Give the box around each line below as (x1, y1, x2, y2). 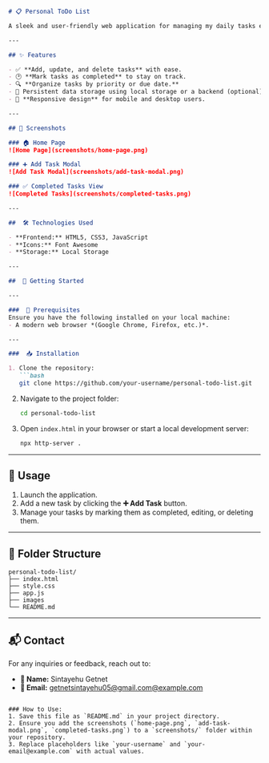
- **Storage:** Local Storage (8, 248, 110, 256)
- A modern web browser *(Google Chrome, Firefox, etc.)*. (8, 321, 210, 329)
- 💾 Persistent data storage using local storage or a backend (8, 88, 224, 96)
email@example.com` (8, 748, 74, 756)
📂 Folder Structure (8, 547, 102, 560)
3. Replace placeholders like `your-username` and (8, 741, 181, 749)
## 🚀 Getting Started (8, 277, 84, 285)
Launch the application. (19, 490, 98, 500)
